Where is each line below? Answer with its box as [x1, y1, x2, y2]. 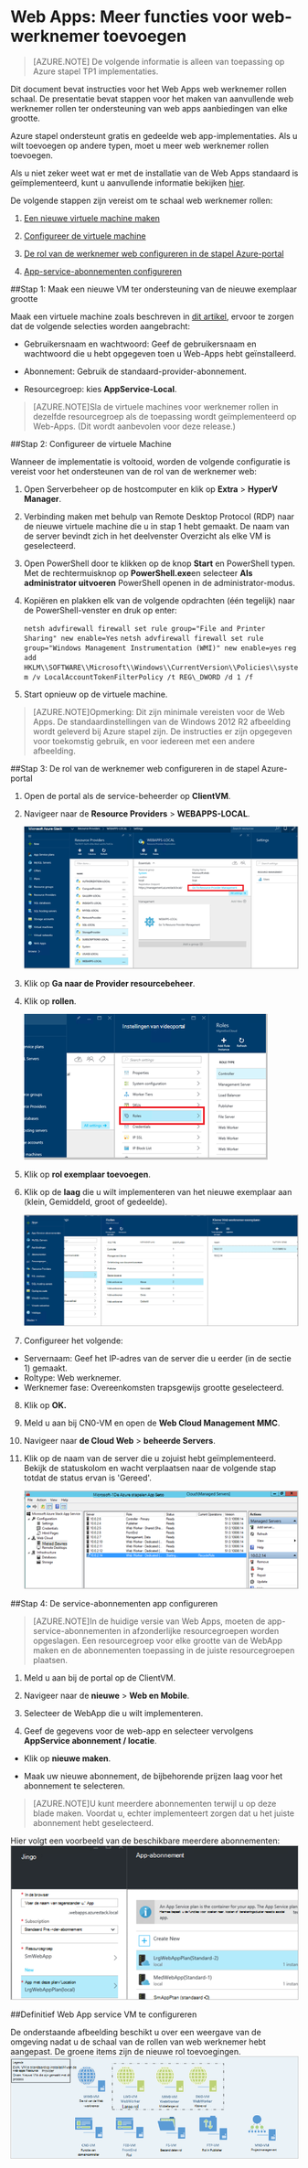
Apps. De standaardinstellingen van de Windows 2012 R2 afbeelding [32, 716, 291, 727]
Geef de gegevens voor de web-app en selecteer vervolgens [23, 1725, 254, 1736]
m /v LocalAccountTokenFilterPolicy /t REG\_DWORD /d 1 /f [23, 672, 254, 682]
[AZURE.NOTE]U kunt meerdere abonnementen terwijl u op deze [32, 1799, 277, 1810]
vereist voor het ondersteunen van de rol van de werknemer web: [10, 465, 257, 476]
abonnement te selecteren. [23, 1780, 126, 1791]
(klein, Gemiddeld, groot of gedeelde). [23, 1196, 168, 1207]
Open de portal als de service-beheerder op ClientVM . [23, 790, 231, 801]
